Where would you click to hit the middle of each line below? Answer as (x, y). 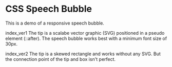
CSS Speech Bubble (49, 9)
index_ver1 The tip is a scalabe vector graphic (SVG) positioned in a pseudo (85, 33)
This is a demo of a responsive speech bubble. (55, 23)
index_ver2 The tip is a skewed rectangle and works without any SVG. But (83, 54)
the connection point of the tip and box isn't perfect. (61, 59)
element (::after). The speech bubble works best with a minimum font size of (86, 38)
